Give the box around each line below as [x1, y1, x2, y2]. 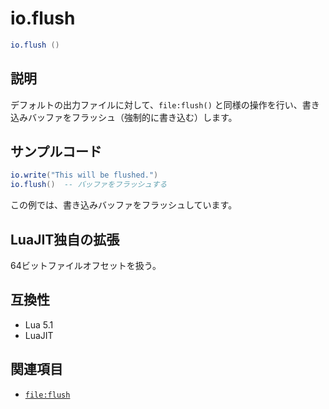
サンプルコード [10, 143, 102, 161]
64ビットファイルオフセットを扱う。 [10, 260, 162, 271]
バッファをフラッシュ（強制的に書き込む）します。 [27, 111, 238, 123]
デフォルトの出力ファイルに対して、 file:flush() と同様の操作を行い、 [10, 98, 303, 111]
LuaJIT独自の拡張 [10, 231, 120, 248]
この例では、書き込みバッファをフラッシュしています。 [10, 199, 238, 211]
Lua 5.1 [24, 318, 54, 331]
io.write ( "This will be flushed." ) [10, 170, 159, 181]
